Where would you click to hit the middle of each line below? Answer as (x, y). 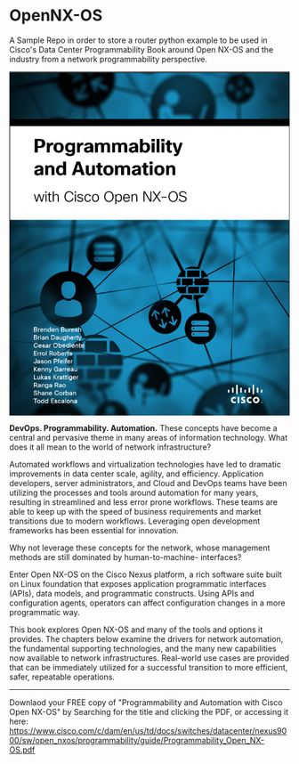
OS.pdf (22, 750)
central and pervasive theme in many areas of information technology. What (149, 438)
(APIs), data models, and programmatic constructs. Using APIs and (132, 594)
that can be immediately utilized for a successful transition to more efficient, (149, 668)
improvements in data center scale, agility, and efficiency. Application (137, 474)
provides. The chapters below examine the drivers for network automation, (146, 639)
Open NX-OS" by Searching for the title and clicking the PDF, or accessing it (149, 712)
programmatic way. (44, 613)
